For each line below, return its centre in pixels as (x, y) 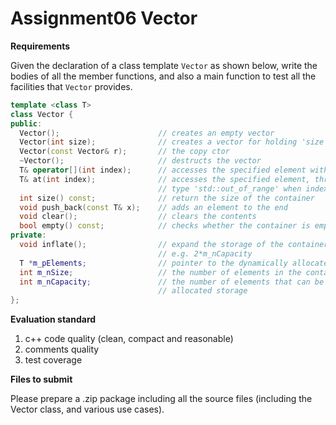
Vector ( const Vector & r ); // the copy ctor (124, 152)
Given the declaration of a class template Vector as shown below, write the (164, 65)
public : (26, 123)
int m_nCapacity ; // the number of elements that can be (172, 282)
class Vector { (42, 114)
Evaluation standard (53, 319)
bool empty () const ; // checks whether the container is (165, 226)
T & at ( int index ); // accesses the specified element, (165, 179)
